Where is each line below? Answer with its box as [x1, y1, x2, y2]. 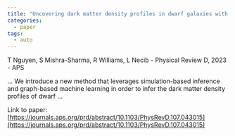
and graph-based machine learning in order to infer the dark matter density [7, 85, 226, 93]
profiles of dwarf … [7, 92, 63, 101]
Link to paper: [7, 106, 48, 114]
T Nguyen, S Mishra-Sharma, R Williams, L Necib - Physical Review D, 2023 [7, 56, 227, 64]
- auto [13, 37, 33, 44]
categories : [7, 17, 42, 24]
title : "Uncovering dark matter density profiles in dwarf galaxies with [7, 10, 229, 18]
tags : [7, 30, 23, 37]
